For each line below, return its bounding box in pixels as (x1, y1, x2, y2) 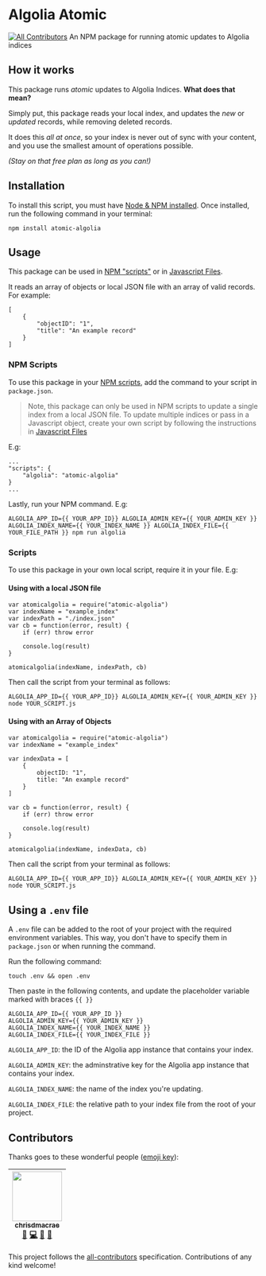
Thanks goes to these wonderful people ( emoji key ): (8, 1152, 179, 1161)
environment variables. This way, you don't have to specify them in (8, 933, 228, 943)
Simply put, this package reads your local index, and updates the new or (8, 108, 245, 118)
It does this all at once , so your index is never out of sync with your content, (8, 132, 256, 142)
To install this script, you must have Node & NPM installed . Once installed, (8, 200, 250, 210)
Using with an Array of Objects (8, 716, 112, 726)
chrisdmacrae (14, 1221, 60, 1230)
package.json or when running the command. (8, 941, 156, 951)
